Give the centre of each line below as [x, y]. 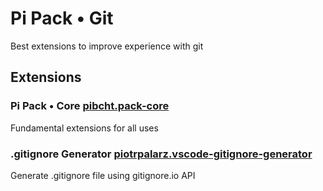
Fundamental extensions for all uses [84, 128]
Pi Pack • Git [62, 18]
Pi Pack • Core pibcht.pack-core [90, 106]
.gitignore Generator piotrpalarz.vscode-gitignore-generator [161, 154]
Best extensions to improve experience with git [107, 46]
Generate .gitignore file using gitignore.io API [103, 175]
